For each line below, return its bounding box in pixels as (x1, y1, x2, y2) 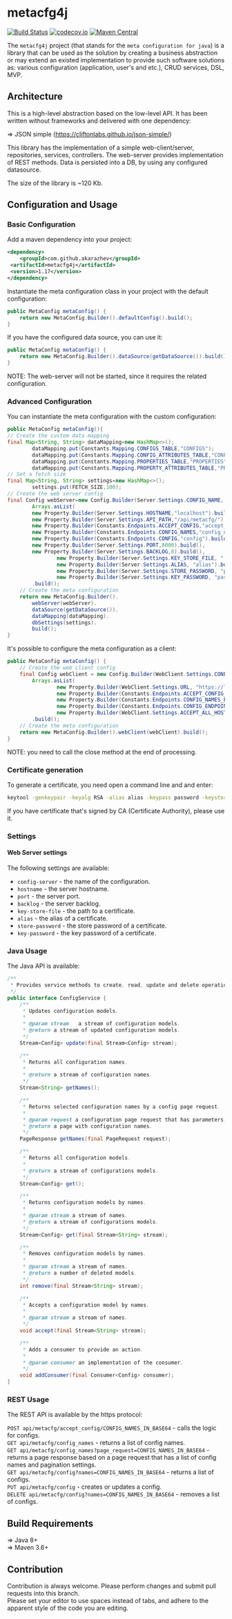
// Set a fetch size (7, 471, 67, 478)
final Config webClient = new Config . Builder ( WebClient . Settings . (19, 671, 215, 678)
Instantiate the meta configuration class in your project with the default (7, 287, 209, 295)
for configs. (7, 1431, 40, 1440)
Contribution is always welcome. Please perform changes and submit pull (7, 1582, 216, 1590)
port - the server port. (17, 892, 81, 900)
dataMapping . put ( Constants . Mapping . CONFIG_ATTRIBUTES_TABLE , (32, 452, 212, 459)
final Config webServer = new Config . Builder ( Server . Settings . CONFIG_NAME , (7, 497, 224, 504)
